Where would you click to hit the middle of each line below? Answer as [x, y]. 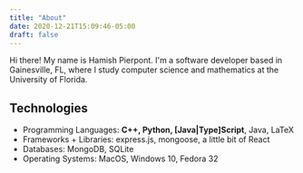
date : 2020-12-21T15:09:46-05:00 [73, 26]
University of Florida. [49, 80]
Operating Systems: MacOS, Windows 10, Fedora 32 [120, 159]
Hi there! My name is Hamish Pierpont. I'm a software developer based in [146, 61]
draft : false [34, 34]
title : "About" [38, 18]
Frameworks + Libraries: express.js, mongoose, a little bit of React [146, 139]
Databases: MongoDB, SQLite [78, 149]
